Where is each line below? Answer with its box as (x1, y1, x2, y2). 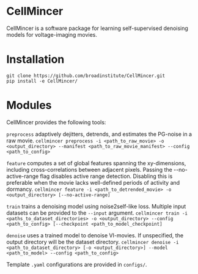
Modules (6, 98, 52, 113)
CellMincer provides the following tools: (6, 118, 106, 126)
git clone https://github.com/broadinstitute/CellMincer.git (6, 72, 166, 79)
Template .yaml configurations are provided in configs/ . (6, 261, 147, 268)
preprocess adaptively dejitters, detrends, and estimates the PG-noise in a (6, 130, 193, 138)
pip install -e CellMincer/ (6, 78, 78, 84)
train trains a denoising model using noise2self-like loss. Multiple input (6, 202, 186, 210)
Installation (6, 53, 65, 67)
